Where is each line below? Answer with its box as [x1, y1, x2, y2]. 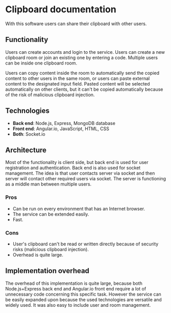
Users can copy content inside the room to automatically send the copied [5, 70, 160, 76]
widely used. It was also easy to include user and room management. [5, 302, 151, 308]
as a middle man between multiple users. [5, 181, 92, 187]
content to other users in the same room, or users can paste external [5, 75, 150, 81]
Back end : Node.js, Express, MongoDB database [12, 120, 116, 126]
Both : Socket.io [12, 131, 45, 137]
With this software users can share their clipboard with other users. [5, 20, 147, 27]
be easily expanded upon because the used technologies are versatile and [5, 296, 162, 303]
